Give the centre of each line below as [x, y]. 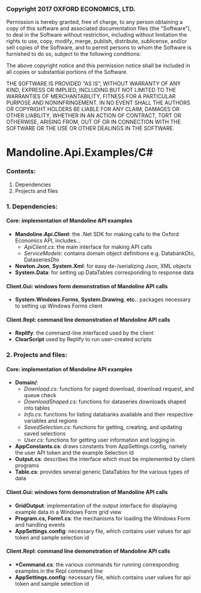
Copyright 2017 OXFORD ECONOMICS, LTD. [71, 9]
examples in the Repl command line [59, 571]
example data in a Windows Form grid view [68, 512]
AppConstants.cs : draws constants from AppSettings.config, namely [101, 446]
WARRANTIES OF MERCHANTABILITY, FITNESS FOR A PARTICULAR [91, 96]
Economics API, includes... [48, 240]
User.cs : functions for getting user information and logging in [99, 440]
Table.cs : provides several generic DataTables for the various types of [102, 472]
